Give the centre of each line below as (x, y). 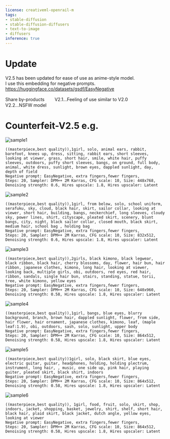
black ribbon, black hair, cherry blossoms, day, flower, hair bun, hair (85, 263)
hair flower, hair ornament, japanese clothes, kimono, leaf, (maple (81, 322)
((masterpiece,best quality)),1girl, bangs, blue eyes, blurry (74, 313)
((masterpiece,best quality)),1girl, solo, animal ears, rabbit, (76, 149)
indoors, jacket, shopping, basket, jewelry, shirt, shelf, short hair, (84, 409)
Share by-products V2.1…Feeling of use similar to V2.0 (67, 99)
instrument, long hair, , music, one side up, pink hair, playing (77, 368)
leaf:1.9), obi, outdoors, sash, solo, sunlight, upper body (72, 327)
